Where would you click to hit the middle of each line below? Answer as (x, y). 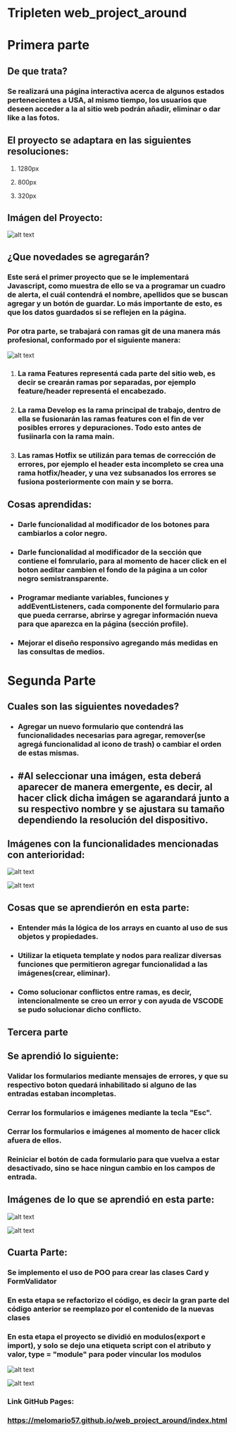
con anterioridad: (46, 855)
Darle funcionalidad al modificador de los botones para (113, 524)
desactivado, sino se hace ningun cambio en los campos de (111, 1169)
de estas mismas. (48, 753)
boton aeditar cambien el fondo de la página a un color (112, 570)
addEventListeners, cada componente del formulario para (118, 606)
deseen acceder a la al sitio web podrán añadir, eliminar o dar (114, 108)
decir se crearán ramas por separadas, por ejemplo (106, 382)
